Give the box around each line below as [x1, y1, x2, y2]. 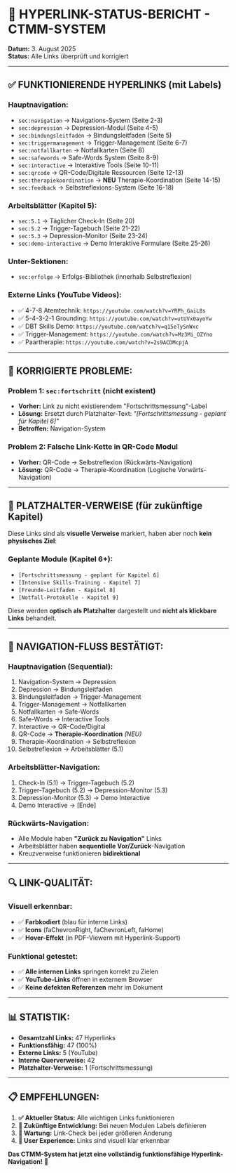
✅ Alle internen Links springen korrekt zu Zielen [18, 967, 159, 976]
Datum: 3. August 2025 [8, 44, 76, 53]
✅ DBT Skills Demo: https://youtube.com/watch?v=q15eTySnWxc [18, 322, 199, 330]
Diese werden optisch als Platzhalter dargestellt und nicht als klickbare [8, 606, 217, 615]
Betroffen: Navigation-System [18, 424, 106, 433]
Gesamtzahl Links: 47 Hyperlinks [18, 1033, 116, 1042]
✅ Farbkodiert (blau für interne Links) [18, 917, 128, 926]
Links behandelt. [8, 614, 57, 622]
